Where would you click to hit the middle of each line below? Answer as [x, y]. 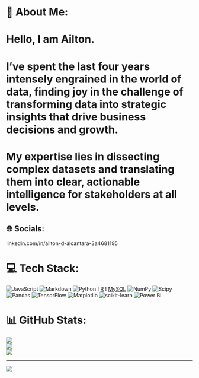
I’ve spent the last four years [78, 66]
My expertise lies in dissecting [83, 156]
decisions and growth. [62, 129]
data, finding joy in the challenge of [95, 92]
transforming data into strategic [86, 104]
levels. [23, 207]
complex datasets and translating [90, 169]
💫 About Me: [37, 12]
